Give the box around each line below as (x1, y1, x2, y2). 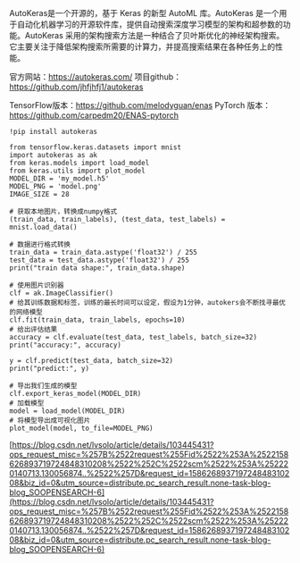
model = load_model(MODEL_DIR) (9, 407, 126, 416)
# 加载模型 (9, 399, 45, 408)
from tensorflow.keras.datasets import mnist (9, 143, 181, 152)
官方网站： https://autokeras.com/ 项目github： (9, 71, 181, 82)
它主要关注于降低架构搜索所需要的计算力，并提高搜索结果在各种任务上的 (9, 41, 275, 52)
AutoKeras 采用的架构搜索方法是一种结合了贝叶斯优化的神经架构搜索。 (24, 30, 285, 40)
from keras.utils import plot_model (9, 166, 146, 175)
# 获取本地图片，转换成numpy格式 (9, 207, 118, 216)
